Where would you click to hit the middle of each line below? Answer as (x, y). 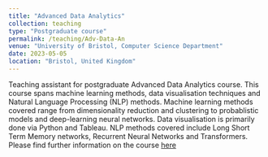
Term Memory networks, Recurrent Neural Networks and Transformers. (128, 136)
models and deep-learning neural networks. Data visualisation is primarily (132, 119)
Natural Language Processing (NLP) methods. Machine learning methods (131, 102)
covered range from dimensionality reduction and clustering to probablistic (134, 110)
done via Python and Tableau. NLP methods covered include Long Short (129, 128)
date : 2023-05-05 (38, 54)
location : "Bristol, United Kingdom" (72, 62)
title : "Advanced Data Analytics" (67, 16)
